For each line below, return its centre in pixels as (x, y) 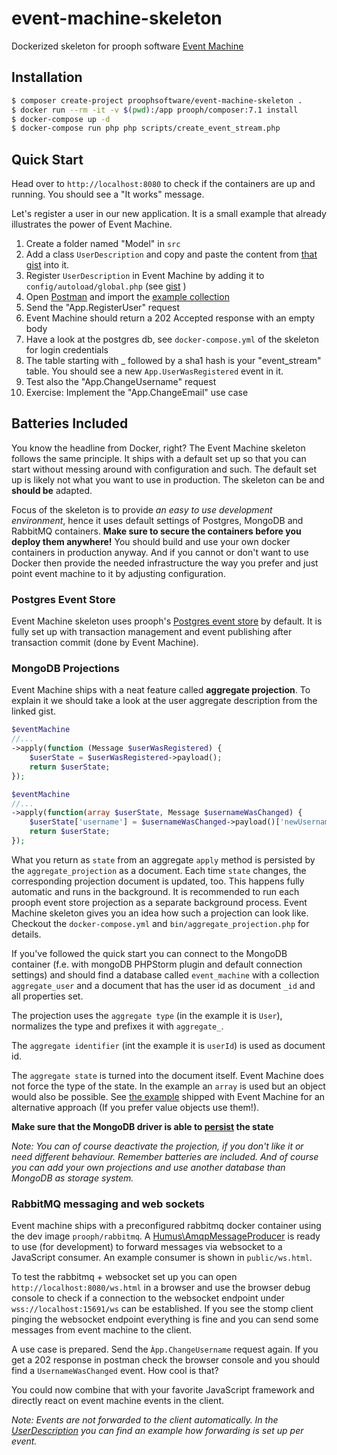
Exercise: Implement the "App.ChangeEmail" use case (137, 393)
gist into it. (47, 265)
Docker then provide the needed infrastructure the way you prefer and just (165, 563)
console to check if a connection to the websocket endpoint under (148, 1298)
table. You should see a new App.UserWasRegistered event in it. (154, 371)
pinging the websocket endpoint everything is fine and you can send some (165, 1319)
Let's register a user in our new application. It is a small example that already (169, 214)
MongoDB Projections (65, 669)
